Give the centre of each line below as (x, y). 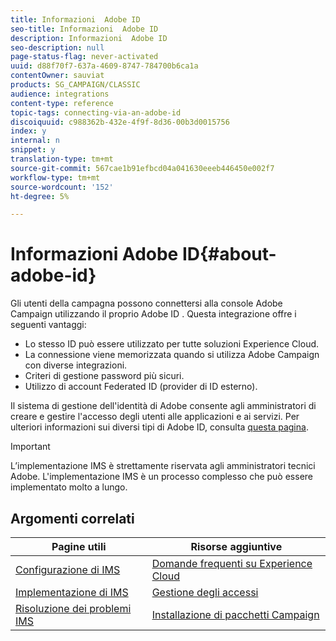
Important (30, 447)
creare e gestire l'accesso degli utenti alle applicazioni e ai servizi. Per (155, 417)
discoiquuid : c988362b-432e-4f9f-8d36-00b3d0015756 (120, 122)
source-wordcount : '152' (62, 187)
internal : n (35, 141)
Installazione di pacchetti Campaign (235, 614)
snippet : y (33, 150)
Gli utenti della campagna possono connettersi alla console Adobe (146, 303)
